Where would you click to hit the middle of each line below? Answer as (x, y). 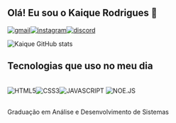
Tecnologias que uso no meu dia (80, 66)
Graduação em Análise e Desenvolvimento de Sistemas (88, 112)
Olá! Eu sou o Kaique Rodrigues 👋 (82, 13)
